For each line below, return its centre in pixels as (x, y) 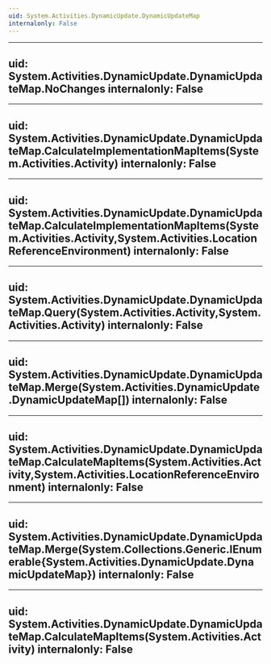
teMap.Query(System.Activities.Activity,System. (135, 313)
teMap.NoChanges (57, 88)
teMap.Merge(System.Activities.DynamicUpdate (134, 387)
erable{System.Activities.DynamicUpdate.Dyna (131, 562)
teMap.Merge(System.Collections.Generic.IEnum (135, 549)
